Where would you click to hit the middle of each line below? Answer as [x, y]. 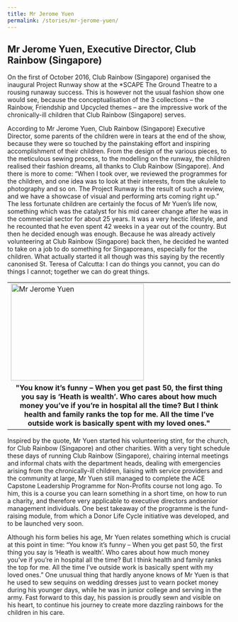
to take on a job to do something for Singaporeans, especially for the [107, 249]
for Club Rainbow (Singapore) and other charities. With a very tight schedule [119, 448]
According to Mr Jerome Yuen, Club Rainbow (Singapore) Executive [106, 129]
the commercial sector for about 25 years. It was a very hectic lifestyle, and [118, 219]
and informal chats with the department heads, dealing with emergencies [114, 463]
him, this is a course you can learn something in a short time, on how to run [117, 494]
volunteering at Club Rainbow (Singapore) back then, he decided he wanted [118, 242]
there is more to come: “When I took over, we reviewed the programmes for [118, 174]
